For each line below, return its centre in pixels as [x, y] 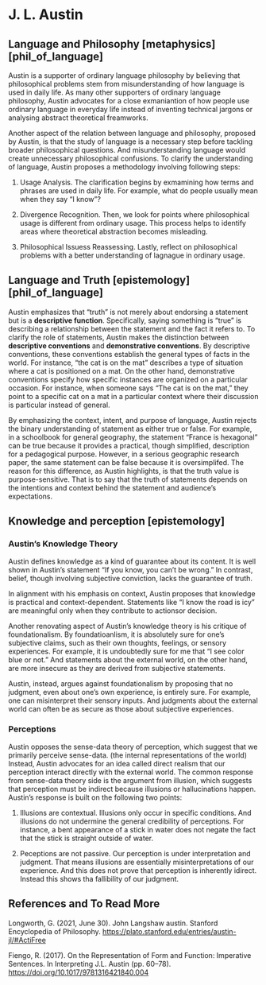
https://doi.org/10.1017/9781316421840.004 [79, 972]
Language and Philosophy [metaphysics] [112, 44]
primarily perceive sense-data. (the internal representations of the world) [128, 755]
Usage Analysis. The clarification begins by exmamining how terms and [137, 182]
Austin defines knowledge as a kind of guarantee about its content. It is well [132, 561]
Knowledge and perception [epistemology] [116, 521]
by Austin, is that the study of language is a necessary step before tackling [131, 142]
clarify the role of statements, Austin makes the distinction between [119, 337]
